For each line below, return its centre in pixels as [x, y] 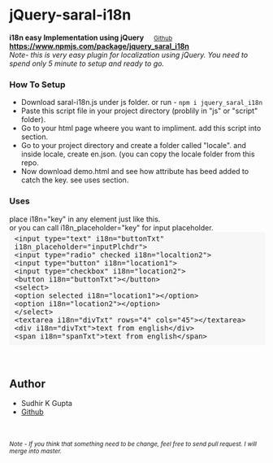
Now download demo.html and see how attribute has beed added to [135, 172]
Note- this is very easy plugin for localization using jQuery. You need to [129, 55]
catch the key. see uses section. [75, 180]
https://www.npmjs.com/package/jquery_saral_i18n [100, 46]
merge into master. [35, 452]
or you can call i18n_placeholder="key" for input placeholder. [111, 227]
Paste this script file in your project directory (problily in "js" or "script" [139, 111]
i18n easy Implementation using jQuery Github [91, 37]
